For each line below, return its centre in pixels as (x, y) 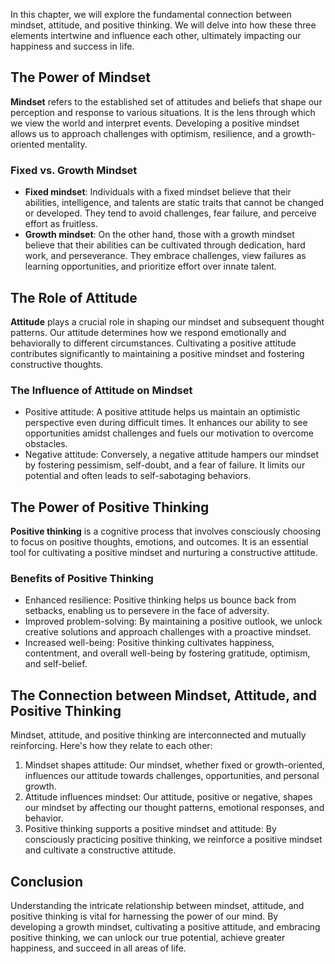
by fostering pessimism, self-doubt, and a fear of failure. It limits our (165, 465)
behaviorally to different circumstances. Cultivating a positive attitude (153, 343)
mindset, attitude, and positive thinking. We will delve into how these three (163, 25)
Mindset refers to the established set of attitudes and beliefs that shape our (166, 101)
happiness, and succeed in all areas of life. (98, 948)
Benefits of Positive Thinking (82, 578)
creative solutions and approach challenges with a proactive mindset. (168, 632)
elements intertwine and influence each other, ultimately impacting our (156, 35)
